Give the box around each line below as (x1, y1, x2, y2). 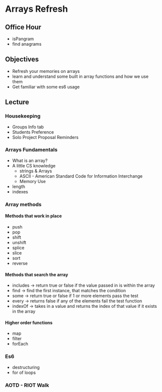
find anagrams (12, 41, 42, 47)
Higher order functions (5, 320, 53, 325)
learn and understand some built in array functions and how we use (12, 73, 149, 79)
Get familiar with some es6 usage (12, 84, 80, 90)
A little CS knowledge (12, 162, 56, 168)
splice (12, 245, 24, 251)
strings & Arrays (19, 168, 52, 174)
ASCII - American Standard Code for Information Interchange (19, 173, 143, 179)
